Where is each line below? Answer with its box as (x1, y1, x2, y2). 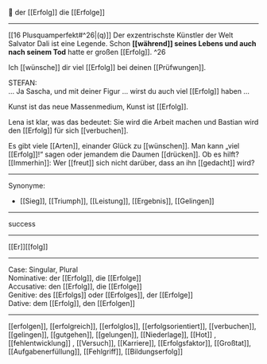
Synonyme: (8, 181, 45, 190)
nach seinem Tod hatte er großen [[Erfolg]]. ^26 (8, 48, 166, 56)
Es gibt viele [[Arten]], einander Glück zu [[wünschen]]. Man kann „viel (8, 141, 240, 150)
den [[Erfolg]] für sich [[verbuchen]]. (8, 126, 129, 135)
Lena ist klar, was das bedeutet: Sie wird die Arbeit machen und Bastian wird (8, 118, 259, 126)
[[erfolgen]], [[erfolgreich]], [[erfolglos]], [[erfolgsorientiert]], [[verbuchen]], (8, 322, 257, 331)
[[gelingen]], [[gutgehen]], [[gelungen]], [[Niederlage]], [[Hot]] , (8, 330, 217, 339)
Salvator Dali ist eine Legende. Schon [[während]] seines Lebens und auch (8, 39, 257, 48)
